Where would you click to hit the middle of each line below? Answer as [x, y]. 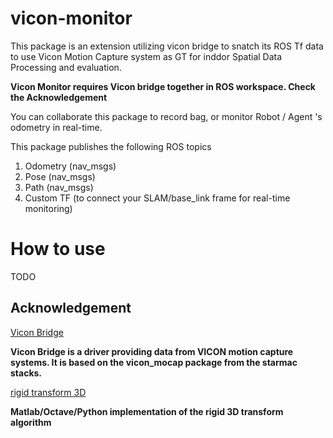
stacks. [26, 373]
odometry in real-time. [56, 127]
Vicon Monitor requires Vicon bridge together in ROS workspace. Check [163, 86]
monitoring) [48, 208]
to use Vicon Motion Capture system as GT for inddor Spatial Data [146, 56]
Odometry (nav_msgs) [70, 166]
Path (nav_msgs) [59, 187]
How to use [58, 249]
